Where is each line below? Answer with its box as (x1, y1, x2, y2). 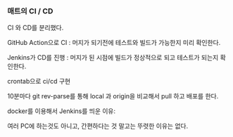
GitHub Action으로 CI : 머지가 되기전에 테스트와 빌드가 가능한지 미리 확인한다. (7, 39, 221, 47)
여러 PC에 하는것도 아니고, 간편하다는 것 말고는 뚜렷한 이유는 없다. (7, 122, 189, 131)
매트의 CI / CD (7, 6, 53, 15)
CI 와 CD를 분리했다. (7, 23, 64, 32)
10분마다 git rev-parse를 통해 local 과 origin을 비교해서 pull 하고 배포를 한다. (7, 92, 219, 100)
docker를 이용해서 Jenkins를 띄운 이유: (7, 107, 116, 115)
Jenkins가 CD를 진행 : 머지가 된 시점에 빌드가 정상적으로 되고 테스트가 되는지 (7, 53, 219, 62)
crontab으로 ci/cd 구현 (7, 77, 71, 86)
